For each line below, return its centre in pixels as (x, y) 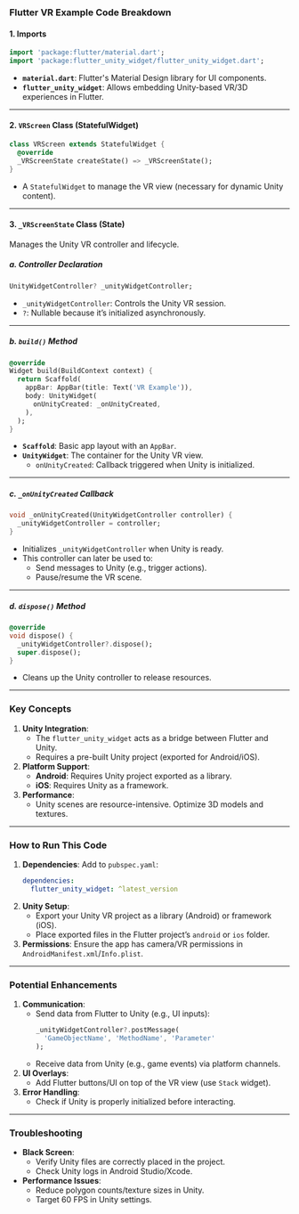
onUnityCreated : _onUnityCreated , (97, 404)
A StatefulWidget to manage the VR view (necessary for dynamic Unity (153, 186)
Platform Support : (56, 766)
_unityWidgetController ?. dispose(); (85, 644)
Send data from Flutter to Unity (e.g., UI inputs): (123, 1014)
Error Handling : (51, 1092)
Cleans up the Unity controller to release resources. (117, 678)
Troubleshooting (46, 1133)
